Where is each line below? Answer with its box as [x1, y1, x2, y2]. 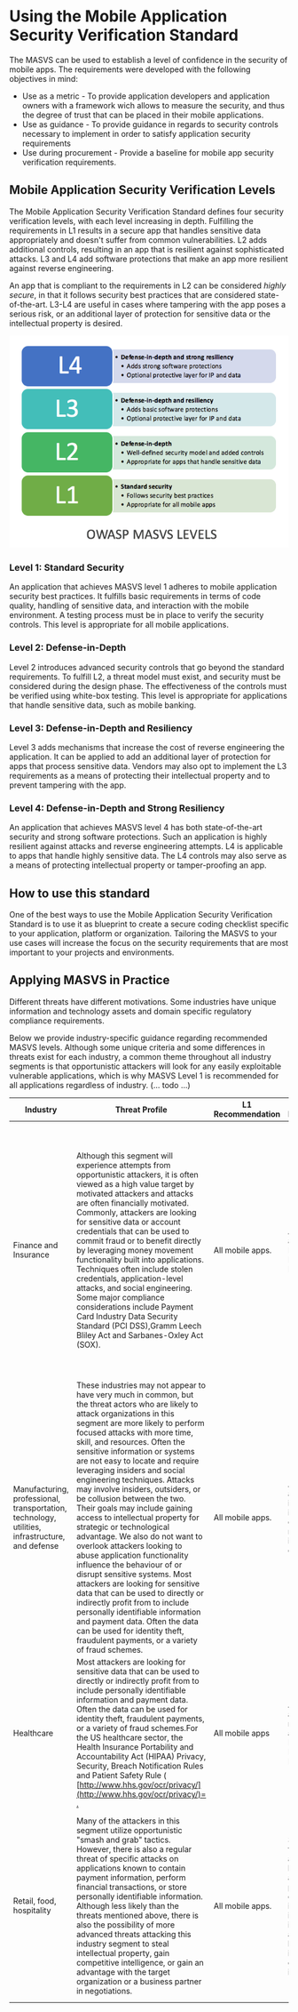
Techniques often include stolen [76, 1263, 193, 1274]
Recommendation [213, 1109, 281, 1119]
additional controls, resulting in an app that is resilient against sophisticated [9, 244, 285, 254]
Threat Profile [114, 1104, 168, 1115]
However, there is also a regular [76, 1843, 192, 1855]
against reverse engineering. [9, 262, 114, 273]
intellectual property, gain [76, 1947, 170, 1958]
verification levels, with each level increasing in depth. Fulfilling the [9, 215, 255, 226]
